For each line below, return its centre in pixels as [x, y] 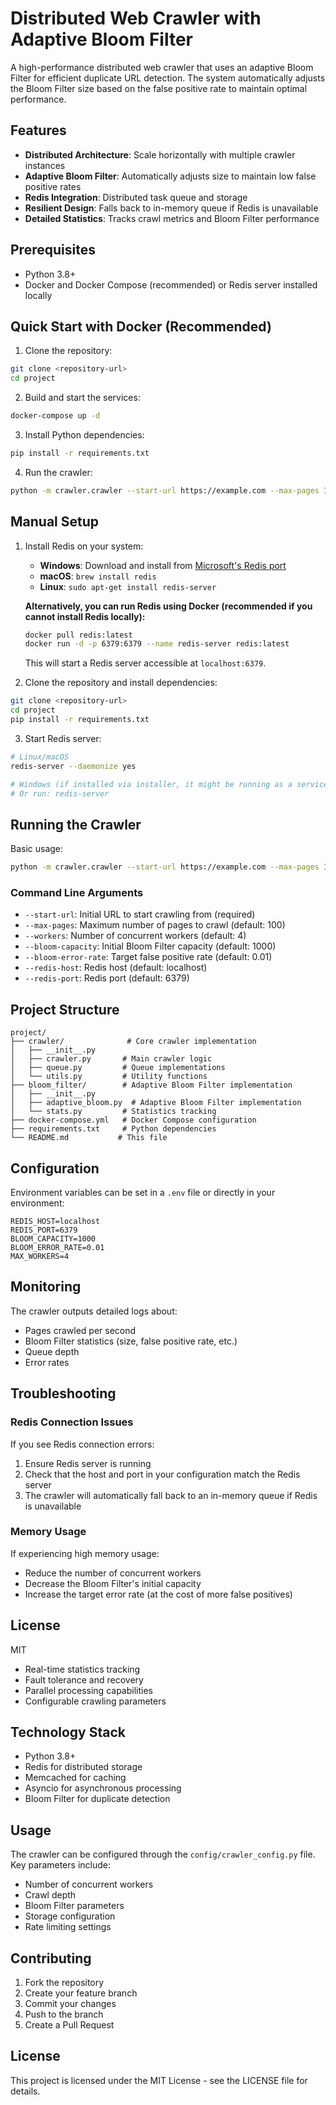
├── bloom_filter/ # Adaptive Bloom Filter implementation [151, 1085]
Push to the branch [64, 2014]
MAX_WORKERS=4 [40, 1257]
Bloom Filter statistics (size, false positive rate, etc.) [131, 1341]
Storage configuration [70, 1916]
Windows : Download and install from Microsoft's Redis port [163, 565]
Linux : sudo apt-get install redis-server [128, 586]
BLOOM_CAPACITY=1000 [53, 1239]
